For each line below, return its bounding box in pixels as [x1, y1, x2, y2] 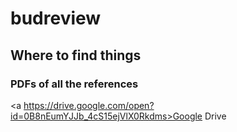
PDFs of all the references [10, 77, 139, 91]
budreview [10, 7, 102, 30]
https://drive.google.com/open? [23, 99, 155, 111]
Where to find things [10, 47, 142, 64]
